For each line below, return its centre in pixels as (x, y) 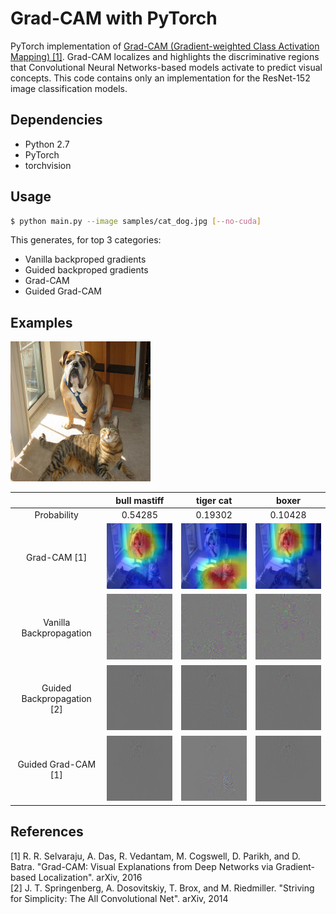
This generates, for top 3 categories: (86, 240)
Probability (56, 515)
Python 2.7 (47, 144)
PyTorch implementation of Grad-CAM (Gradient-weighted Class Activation (165, 46)
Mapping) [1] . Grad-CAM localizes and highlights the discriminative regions (165, 56)
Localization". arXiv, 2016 (90, 877)
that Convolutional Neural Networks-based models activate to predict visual (166, 67)
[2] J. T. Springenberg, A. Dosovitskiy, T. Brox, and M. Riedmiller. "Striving (162, 888)
